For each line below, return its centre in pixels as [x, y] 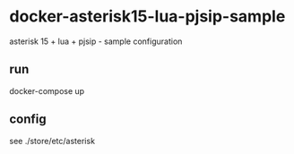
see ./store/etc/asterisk [52, 141]
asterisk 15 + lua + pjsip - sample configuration [96, 41]
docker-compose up [47, 90]
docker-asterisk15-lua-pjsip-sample [147, 17]
